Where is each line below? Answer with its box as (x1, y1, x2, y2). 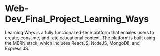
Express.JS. (5, 45, 30, 51)
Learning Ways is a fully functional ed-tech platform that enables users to (5, 29, 154, 35)
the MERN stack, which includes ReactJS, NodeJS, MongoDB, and (5, 40, 140, 46)
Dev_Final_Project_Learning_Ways (5, 13, 149, 25)
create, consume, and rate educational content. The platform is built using (5, 35, 156, 41)
